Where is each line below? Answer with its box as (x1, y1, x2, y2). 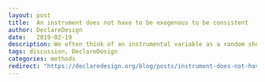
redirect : (8, 62, 41, 70)
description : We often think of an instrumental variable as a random (8, 41, 245, 48)
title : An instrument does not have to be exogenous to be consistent (8, 19, 248, 27)
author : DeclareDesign (8, 26, 83, 34)
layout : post (8, 11, 51, 20)
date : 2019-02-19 (8, 33, 73, 41)
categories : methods (8, 55, 77, 63)
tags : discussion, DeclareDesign (8, 48, 118, 55)
